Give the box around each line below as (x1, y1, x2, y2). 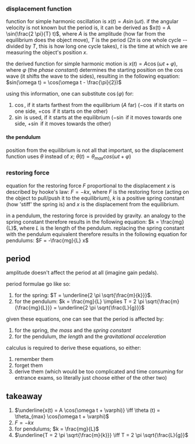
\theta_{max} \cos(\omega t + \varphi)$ (14, 413, 109, 420)
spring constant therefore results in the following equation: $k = (6, 218, 159, 225)
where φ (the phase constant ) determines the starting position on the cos (6, 67, 183, 74)
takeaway (6, 391, 43, 401)
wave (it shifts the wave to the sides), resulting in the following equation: (6, 72, 180, 80)
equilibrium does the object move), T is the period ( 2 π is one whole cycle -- (6, 37, 188, 44)
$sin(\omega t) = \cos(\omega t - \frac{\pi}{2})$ (6, 79, 122, 86)
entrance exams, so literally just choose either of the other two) (14, 374, 168, 381)
